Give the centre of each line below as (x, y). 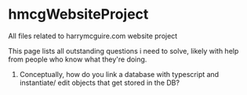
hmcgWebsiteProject (78, 14)
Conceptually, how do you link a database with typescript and (119, 74)
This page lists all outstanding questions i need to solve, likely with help (123, 51)
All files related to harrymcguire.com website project (93, 36)
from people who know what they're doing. (78, 59)
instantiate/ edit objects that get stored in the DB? (100, 83)
